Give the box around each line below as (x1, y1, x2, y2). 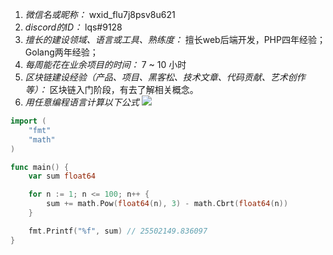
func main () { (10, 162, 70, 172)
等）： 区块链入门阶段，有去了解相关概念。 (24, 84, 199, 95)
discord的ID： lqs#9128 (24, 21, 123, 33)
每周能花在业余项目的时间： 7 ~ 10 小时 (24, 59, 187, 70)
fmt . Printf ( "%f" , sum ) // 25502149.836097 (28, 226, 208, 236)
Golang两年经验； (24, 46, 99, 58)
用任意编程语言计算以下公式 (24, 96, 140, 108)
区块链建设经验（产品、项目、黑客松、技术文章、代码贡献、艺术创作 (24, 71, 306, 83)
